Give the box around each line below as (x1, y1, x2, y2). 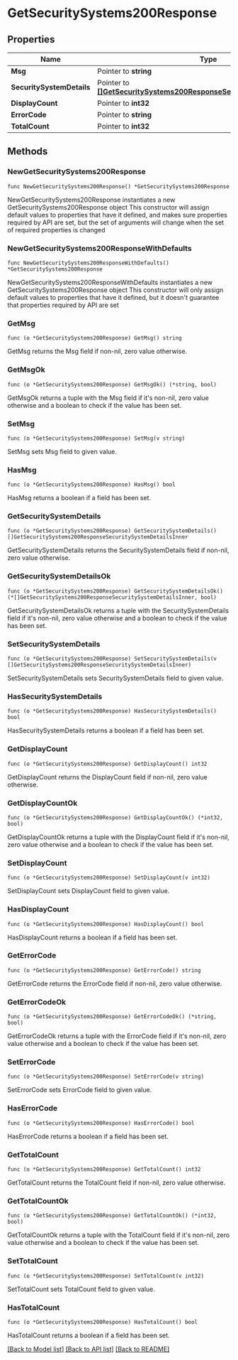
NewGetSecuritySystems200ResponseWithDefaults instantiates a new (7, 278, 212, 286)
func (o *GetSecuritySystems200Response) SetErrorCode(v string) (7, 1073, 204, 1081)
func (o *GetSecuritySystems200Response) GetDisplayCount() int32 (7, 760, 208, 767)
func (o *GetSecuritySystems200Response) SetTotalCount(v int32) (7, 1272, 204, 1280)
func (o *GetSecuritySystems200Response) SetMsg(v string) (7, 435, 186, 442)
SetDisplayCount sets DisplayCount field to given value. (7, 887, 170, 895)
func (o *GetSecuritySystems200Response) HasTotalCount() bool (7, 1318, 198, 1326)
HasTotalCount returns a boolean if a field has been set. (7, 1331, 170, 1339)
